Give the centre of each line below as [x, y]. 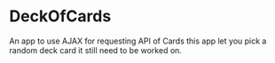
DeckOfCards [60, 16]
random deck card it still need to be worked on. [95, 50]
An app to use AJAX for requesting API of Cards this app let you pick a [138, 41]
